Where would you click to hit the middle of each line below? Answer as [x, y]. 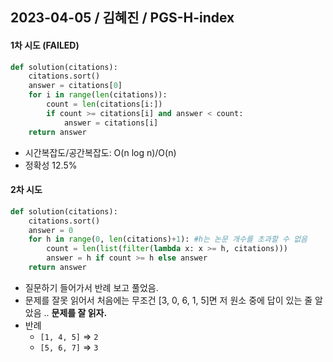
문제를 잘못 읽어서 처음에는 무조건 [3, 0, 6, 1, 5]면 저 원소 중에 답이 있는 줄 [168, 300]
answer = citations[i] [111, 123]
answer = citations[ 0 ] [75, 86]
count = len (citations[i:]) [104, 104]
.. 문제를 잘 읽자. [75, 312]
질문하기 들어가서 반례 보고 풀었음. [91, 287]
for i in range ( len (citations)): [98, 95]
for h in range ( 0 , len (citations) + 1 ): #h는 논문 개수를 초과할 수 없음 [168, 239]
